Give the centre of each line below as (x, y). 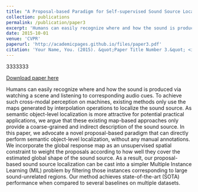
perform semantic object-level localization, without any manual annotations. (98, 139)
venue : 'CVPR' (24, 39)
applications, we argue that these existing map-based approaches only (92, 120)
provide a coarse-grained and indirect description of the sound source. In (95, 126)
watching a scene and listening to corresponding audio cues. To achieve (94, 95)
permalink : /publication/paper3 (46, 22)
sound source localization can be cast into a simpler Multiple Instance (107, 164)
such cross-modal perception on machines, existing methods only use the (96, 102)
